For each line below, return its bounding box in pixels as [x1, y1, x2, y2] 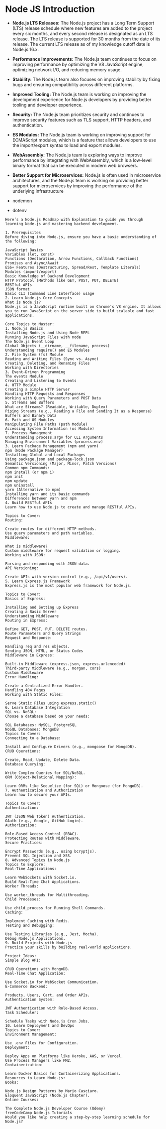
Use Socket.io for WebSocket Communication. [5, 980, 99, 985]
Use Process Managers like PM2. [5, 1058, 72, 1063]
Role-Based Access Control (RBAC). [5, 831, 79, 836]
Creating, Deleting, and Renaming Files [5, 361, 90, 366]
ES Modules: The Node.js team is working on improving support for [12, 131, 151, 137]
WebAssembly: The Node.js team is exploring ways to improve [12, 152, 143, 158]
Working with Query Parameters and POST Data [5, 395, 101, 400]
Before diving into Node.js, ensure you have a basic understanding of [5, 234, 157, 240]
